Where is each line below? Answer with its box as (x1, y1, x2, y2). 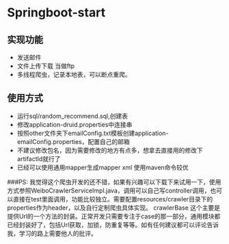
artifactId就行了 (16, 154, 61, 162)
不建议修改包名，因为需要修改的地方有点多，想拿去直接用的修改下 (16, 146, 203, 154)
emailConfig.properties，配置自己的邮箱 (16, 137, 130, 145)
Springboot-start (7, 5, 106, 21)
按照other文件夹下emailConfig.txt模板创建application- (16, 129, 169, 137)
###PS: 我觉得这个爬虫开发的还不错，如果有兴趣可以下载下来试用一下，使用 (7, 178, 221, 186)
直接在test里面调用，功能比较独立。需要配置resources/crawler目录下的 (12, 195, 213, 203)
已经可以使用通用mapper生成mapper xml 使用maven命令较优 (16, 163, 189, 171)
